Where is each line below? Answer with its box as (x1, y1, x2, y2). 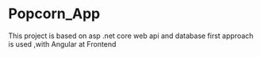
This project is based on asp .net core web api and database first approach (8, 31, 254, 40)
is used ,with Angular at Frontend (8, 39, 117, 48)
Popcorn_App (8, 5, 101, 23)
